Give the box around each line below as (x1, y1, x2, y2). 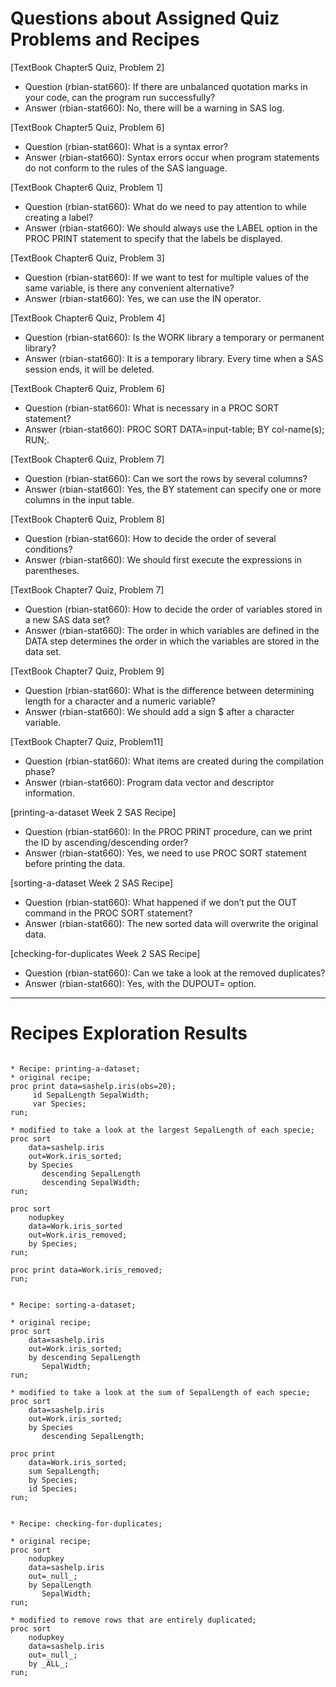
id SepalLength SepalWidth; (32, 1090, 150, 1100)
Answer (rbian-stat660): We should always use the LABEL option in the (24, 222, 318, 234)
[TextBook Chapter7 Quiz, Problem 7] (10, 583, 165, 596)
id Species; (28, 1483, 78, 1494)
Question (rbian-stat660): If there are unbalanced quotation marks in (24, 80, 308, 92)
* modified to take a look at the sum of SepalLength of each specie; (10, 1387, 311, 1397)
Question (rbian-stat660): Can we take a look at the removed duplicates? (24, 967, 326, 979)
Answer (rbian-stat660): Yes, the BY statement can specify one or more (24, 483, 322, 495)
